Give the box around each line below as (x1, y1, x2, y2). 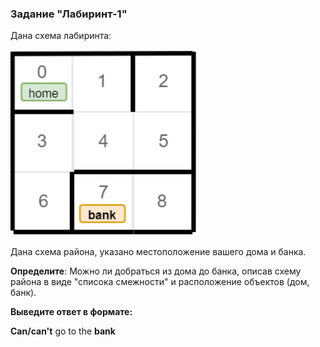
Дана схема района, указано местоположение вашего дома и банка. (10, 245, 307, 257)
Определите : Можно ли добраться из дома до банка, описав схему (10, 265, 302, 277)
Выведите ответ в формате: (10, 305, 133, 317)
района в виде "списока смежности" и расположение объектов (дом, (10, 275, 310, 287)
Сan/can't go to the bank (10, 325, 116, 337)
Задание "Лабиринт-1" (10, 7, 128, 21)
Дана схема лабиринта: (10, 30, 112, 42)
